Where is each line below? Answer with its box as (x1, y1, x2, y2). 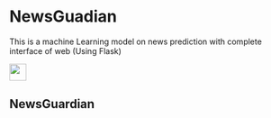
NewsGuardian (9, 96, 95, 112)
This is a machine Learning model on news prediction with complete (9, 36, 263, 47)
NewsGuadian (9, 6, 117, 27)
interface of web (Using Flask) (9, 45, 122, 56)
